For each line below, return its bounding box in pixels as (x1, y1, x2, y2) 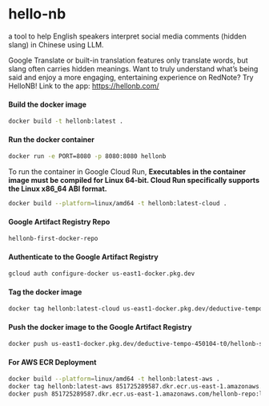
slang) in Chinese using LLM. (8, 39, 104, 49)
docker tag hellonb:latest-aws (8, 383, 113, 391)
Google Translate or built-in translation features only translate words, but (8, 55, 248, 65)
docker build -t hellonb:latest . (8, 117, 124, 125)
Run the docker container (8, 134, 94, 144)
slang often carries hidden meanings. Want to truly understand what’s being (8, 63, 259, 73)
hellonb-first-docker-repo (8, 234, 98, 243)
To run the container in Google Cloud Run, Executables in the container (8, 167, 247, 177)
